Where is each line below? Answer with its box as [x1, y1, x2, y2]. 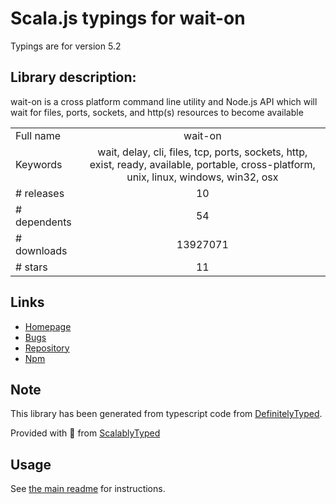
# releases [15, 186, 65, 200]
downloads [15, 243, 68, 257]
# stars [15, 260, 48, 274]
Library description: [10, 69, 137, 86]
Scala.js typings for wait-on [10, 7, 246, 30]
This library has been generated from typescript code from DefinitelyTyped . [10, 408, 323, 420]
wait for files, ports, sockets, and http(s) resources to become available [10, 106, 304, 118]
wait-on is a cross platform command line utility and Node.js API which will [10, 95, 318, 107]
